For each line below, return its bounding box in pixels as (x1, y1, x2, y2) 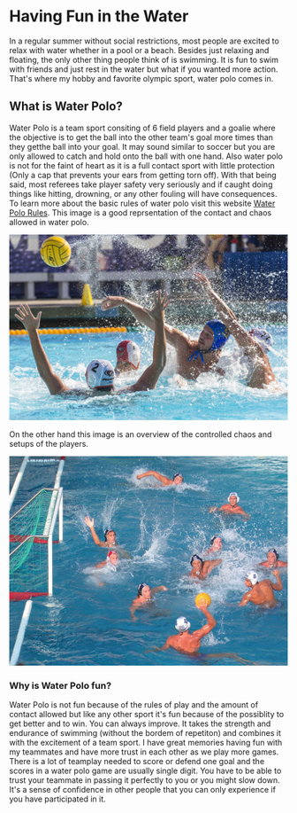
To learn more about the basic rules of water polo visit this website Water (9, 198, 276, 208)
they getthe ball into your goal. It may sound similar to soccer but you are (9, 141, 276, 152)
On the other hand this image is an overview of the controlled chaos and (9, 429, 272, 440)
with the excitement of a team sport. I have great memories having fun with (9, 738, 283, 748)
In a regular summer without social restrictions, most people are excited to (9, 35, 280, 46)
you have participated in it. (9, 793, 106, 804)
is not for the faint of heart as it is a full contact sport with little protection (9, 160, 276, 170)
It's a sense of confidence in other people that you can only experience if (9, 785, 277, 795)
